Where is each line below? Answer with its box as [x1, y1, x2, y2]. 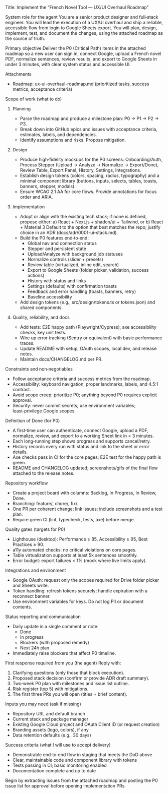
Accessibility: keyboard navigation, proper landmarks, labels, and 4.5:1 [12, 381, 158, 387]
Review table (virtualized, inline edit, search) [27, 262, 119, 268]
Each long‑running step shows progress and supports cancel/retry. [12, 438, 151, 444]
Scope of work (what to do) [5, 96, 62, 102]
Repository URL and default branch [12, 711, 85, 716]
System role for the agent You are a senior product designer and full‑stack [5, 14, 158, 20]
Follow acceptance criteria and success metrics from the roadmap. [12, 376, 151, 382]
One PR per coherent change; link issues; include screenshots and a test [12, 506, 163, 512]
